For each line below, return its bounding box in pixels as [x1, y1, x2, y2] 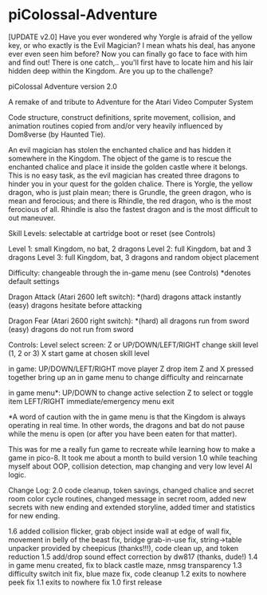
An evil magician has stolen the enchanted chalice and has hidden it [8, 145, 231, 154]
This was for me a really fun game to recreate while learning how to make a [8, 444, 256, 453]
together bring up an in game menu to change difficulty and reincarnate [8, 372, 244, 381]
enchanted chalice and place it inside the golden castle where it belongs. [8, 162, 249, 171]
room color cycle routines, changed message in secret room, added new [8, 493, 247, 503]
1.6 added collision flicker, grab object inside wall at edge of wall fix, [8, 526, 232, 536]
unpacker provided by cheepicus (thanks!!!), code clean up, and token [8, 543, 239, 553]
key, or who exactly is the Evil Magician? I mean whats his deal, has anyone [8, 40, 256, 50]
